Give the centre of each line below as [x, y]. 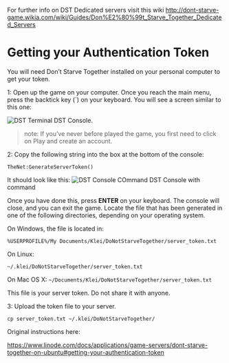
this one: [20, 107]
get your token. [29, 79]
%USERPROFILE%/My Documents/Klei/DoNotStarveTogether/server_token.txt [112, 241]
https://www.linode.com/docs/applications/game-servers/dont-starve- [108, 345]
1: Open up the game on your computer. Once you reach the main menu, [109, 92]
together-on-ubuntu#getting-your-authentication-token [86, 352]
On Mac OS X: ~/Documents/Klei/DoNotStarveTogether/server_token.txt [109, 279]
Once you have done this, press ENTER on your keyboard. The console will [113, 200]
